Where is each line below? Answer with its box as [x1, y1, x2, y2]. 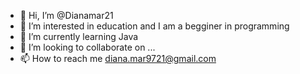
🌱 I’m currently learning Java [19, 31, 139, 42]
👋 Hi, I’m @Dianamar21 [19, 10, 114, 21]
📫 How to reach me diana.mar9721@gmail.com [19, 53, 217, 64]
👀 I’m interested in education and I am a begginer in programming [19, 20, 290, 32]
